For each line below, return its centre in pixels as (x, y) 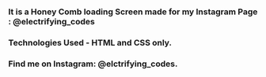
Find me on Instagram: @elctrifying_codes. (93, 64)
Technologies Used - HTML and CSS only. (90, 42)
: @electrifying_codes (51, 21)
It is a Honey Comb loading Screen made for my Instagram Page (133, 12)
